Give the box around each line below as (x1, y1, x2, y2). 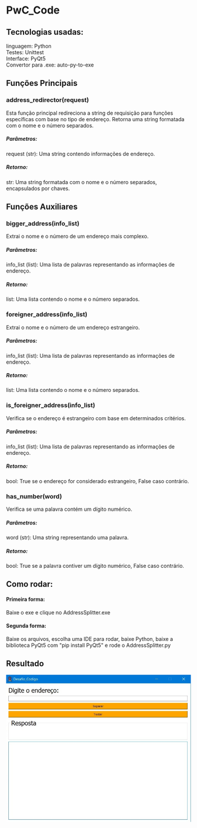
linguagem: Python (6, 42, 52, 49)
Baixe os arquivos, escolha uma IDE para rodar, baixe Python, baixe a (6, 635, 174, 642)
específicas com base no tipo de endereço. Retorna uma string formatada (6, 115, 185, 122)
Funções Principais (6, 78, 78, 88)
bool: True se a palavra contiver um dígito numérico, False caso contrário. (6, 562, 185, 569)
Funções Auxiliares (6, 202, 78, 212)
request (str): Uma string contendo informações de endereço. (6, 150, 155, 157)
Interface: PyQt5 (6, 55, 46, 62)
